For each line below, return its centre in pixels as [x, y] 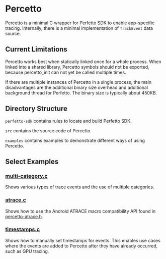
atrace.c [16, 200]
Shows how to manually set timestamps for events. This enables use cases [83, 240]
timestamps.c [23, 229]
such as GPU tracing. [27, 251]
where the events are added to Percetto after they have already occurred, [81, 246]
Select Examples [32, 161]
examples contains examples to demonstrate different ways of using [75, 140]
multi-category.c [26, 176]
